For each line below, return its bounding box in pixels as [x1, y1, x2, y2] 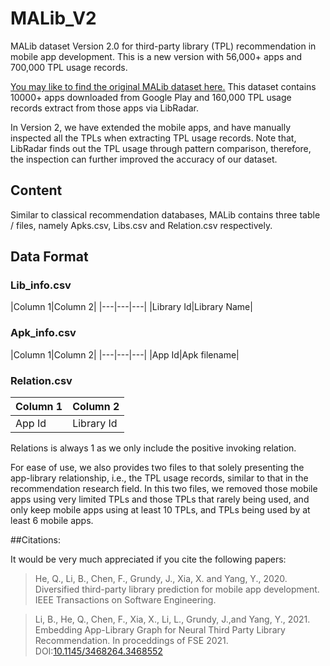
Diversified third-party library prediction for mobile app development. [34, 583, 320, 596]
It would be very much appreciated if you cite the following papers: [10, 553, 287, 566]
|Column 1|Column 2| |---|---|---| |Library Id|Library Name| [10, 301, 253, 313]
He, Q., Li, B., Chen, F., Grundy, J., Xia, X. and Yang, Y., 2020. [34, 573, 288, 585]
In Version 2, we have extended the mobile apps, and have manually [10, 121, 292, 133]
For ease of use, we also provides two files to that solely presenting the [10, 462, 305, 474]
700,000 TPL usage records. [10, 61, 128, 73]
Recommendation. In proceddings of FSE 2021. [34, 635, 229, 647]
